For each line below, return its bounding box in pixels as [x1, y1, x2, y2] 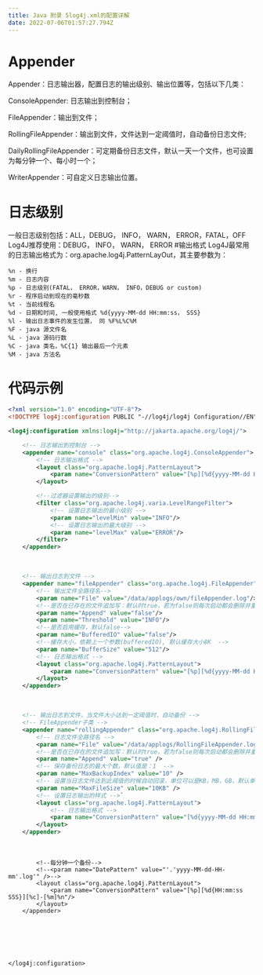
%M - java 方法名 [8, 351, 61, 359]
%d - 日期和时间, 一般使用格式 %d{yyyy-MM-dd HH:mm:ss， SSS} [8, 309, 201, 317]
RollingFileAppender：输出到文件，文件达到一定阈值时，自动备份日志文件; [8, 130, 247, 139]
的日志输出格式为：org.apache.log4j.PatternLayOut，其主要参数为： [8, 250, 229, 260]
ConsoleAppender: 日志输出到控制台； [8, 96, 132, 106]
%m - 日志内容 [8, 276, 49, 283]
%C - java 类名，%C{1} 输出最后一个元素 [8, 342, 129, 350]
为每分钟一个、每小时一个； [8, 156, 98, 166]
